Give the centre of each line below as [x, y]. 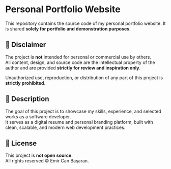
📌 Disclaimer [26, 45]
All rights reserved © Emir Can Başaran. [47, 161]
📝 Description [27, 99]
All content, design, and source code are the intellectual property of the [80, 62]
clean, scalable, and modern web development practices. [65, 127]
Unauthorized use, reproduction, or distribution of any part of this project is [84, 78]
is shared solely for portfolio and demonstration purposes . [68, 28]
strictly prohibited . [25, 83]
